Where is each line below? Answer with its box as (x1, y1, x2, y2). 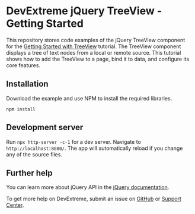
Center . (6, 202, 24, 209)
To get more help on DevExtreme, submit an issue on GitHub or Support (6, 195, 182, 203)
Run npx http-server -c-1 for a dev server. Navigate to (6, 138, 141, 145)
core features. (6, 61, 40, 69)
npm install (6, 106, 36, 112)
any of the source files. (6, 150, 62, 158)
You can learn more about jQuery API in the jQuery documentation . (6, 184, 170, 191)
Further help (6, 168, 53, 178)
